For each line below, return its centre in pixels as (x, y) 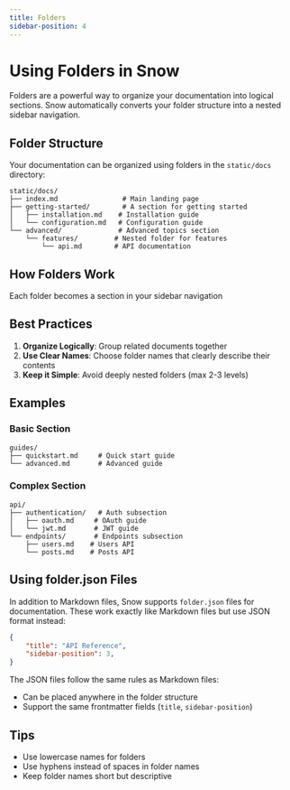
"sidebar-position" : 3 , (70, 654)
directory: (27, 175)
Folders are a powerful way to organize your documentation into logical (141, 96)
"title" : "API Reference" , (76, 646)
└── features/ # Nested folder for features (127, 239)
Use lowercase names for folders (84, 757)
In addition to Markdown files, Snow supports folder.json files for (132, 601)
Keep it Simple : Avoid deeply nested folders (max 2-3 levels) (136, 375)
